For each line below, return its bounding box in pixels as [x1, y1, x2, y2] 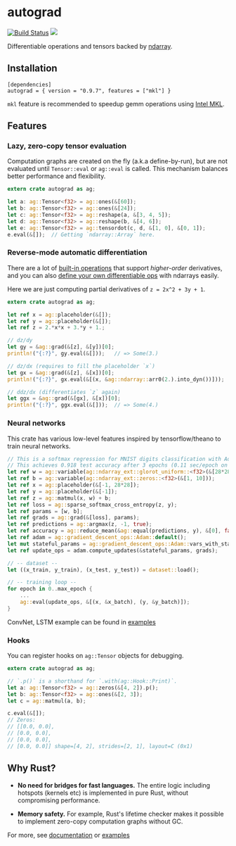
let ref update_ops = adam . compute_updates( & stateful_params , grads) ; [7, 547, 218, 554]
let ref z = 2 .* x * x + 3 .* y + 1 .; [7, 324, 105, 332]
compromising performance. [17, 796, 100, 804]
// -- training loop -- [7, 579, 77, 586]
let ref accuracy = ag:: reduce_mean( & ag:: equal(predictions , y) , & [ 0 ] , [7, 527, 221, 535]
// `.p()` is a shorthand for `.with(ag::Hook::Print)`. [7, 677, 178, 685]
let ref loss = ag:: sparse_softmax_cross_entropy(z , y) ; [7, 501, 178, 508]
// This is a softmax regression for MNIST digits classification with [7, 455, 221, 462]
